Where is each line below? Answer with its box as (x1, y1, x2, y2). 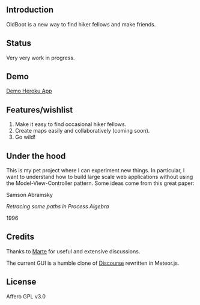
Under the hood (6, 151, 66, 161)
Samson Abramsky (6, 192, 53, 199)
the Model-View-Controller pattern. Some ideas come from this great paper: (6, 180, 195, 187)
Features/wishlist (6, 104, 73, 115)
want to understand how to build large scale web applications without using (6, 174, 193, 181)
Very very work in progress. (6, 54, 75, 61)
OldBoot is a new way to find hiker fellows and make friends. (6, 20, 156, 28)
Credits (6, 232, 35, 242)
